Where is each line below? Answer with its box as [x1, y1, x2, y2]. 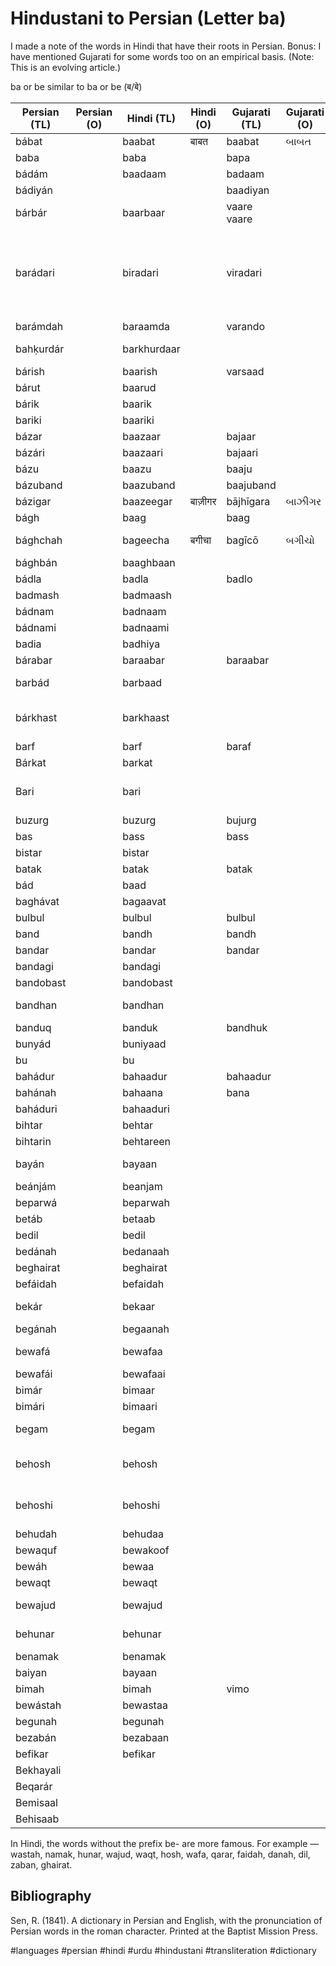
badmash [15, 588, 60, 602]
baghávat [15, 894, 60, 908]
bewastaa [122, 1698, 168, 1712]
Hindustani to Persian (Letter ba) [10, 7, 287, 30]
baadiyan [226, 183, 270, 197]
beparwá [15, 1195, 58, 1209]
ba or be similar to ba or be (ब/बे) [10, 80, 143, 92]
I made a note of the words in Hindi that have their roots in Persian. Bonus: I [10, 40, 322, 52]
